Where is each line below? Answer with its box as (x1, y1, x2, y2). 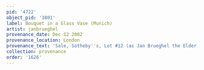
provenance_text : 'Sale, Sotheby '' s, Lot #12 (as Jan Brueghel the (6, 43, 181, 49)
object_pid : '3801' (6, 15, 56, 21)
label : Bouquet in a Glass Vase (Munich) (6, 20, 113, 26)
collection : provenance (6, 49, 67, 55)
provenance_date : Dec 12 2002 (6, 32, 83, 38)
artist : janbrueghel (6, 26, 59, 32)
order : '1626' (6, 54, 42, 60)
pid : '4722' (6, 9, 36, 15)
